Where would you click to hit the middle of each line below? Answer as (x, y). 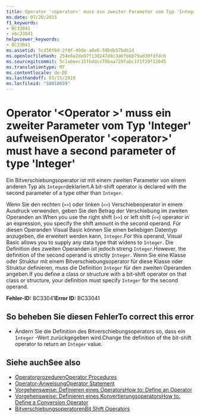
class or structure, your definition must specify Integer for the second (92, 280)
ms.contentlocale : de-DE (37, 73)
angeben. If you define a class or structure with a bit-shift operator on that (96, 274)
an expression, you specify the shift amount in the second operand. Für (94, 223)
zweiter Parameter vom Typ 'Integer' (99, 126)
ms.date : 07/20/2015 (32, 17)
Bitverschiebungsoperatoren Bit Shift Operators (72, 408)
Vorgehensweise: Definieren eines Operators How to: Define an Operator (103, 389)
